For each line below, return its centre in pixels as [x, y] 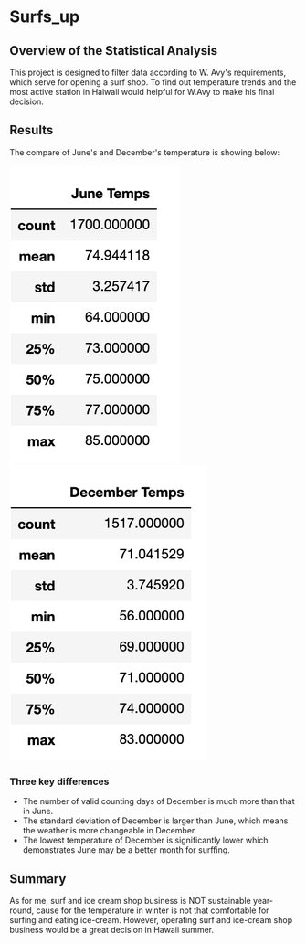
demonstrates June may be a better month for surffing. [126, 850]
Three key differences [59, 781]
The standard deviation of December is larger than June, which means [155, 821]
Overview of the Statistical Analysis [114, 51]
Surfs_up [45, 17]
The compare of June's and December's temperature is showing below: [145, 152]
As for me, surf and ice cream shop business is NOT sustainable [130, 900]
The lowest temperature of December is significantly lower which [145, 840]
